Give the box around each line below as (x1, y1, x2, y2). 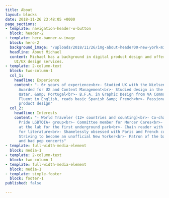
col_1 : (10, 73, 24, 78)
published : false (5, 181, 42, 186)
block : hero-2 (10, 40, 39, 45)
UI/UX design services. (14, 59, 64, 64)
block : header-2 (10, 31, 44, 36)
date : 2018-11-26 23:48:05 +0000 (5, 17, 75, 22)
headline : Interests (14, 110, 57, 116)
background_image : (10, 45, 49, 50)
